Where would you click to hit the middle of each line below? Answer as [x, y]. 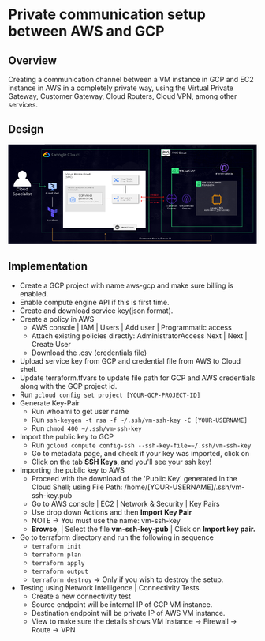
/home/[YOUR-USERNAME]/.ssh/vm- [185, 487]
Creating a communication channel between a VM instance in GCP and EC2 [131, 79]
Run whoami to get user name [80, 411]
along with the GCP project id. [68, 386]
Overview [33, 60]
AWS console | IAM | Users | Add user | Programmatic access [132, 327]
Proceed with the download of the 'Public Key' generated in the [134, 478]
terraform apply [58, 563]
